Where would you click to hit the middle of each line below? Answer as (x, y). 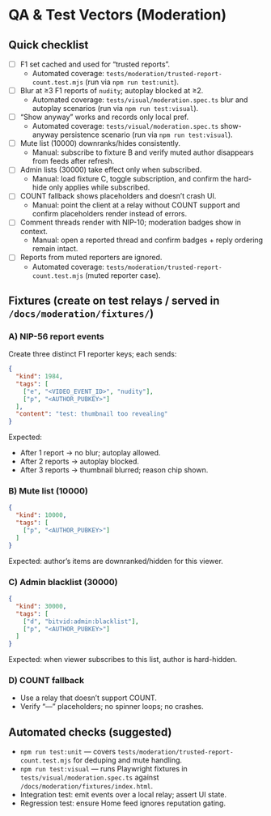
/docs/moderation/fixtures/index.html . (87, 786)
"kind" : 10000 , (41, 515)
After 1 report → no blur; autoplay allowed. (90, 453)
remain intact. (55, 249)
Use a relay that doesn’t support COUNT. (89, 698)
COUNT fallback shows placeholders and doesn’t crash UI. (118, 196)
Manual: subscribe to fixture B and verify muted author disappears (143, 152)
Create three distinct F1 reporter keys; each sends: (93, 354)
